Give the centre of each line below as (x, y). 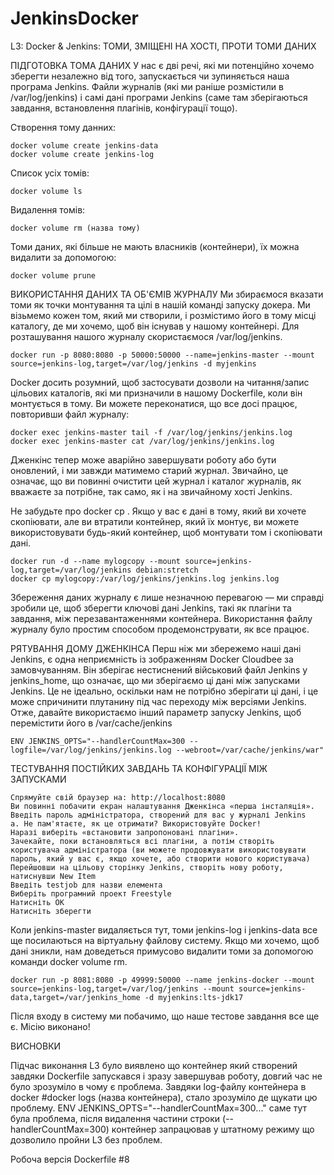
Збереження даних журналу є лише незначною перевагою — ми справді (167, 597)
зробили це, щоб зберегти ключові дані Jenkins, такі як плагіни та (151, 608)
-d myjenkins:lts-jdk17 (194, 997)
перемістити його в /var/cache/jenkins (91, 723)
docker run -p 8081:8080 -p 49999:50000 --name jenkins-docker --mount (162, 980)
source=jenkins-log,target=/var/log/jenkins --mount (122, 988)
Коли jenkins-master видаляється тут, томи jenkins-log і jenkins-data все (164, 929)
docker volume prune (53, 275)
